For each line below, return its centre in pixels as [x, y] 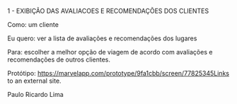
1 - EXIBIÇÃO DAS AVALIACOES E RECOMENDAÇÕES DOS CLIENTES [108, 11]
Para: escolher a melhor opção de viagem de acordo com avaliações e [110, 52]
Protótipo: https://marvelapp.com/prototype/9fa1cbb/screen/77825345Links [118, 73]
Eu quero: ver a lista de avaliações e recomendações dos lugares [102, 38]
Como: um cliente [33, 24]
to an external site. [34, 81]
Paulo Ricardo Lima [35, 94]
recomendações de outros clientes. [59, 59]
